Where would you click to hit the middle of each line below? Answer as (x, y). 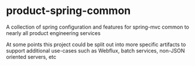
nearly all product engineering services (53, 33)
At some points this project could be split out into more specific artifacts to (96, 44)
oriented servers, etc (31, 57)
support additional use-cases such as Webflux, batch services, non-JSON (95, 50)
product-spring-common (69, 11)
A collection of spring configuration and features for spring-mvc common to (97, 27)
